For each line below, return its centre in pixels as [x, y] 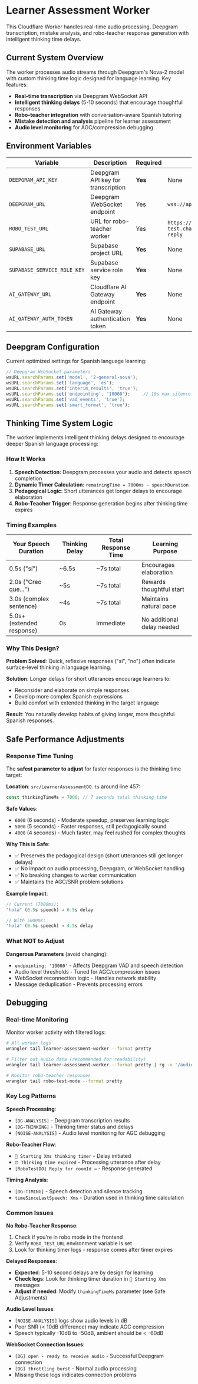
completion [28, 478]
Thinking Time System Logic [60, 423]
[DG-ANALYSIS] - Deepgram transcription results [72, 1120]
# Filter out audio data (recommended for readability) [76, 1059]
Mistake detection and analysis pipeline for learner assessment [93, 121]
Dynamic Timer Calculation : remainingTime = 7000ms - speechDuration [102, 484]
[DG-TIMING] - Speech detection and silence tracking [78, 1191]
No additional [160, 619]
